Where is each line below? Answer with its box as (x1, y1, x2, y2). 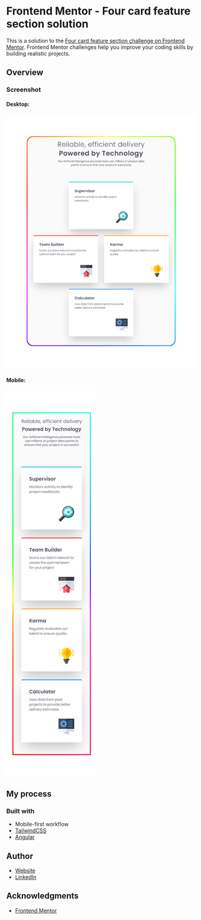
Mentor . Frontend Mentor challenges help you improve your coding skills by (6, 43, 194, 51)
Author (6, 851, 33, 861)
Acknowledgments (6, 891, 79, 901)
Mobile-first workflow (14, 820, 69, 828)
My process (6, 788, 52, 799)
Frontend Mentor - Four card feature (6, 4, 191, 18)
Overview (6, 68, 44, 78)
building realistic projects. (6, 50, 70, 57)
